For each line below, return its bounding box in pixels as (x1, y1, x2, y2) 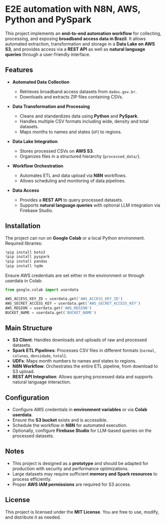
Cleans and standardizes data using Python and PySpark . (19, 113, 139, 119)
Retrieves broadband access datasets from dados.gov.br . (19, 88, 137, 95)
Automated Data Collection (12, 79, 70, 85)
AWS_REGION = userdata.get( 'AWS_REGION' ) (5, 306, 92, 311)
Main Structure (5, 323, 53, 332)
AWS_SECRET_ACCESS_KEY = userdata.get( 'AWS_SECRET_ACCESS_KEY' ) (5, 301, 141, 306)
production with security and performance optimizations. (12, 466, 129, 472)
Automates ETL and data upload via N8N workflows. (19, 172, 127, 178)
